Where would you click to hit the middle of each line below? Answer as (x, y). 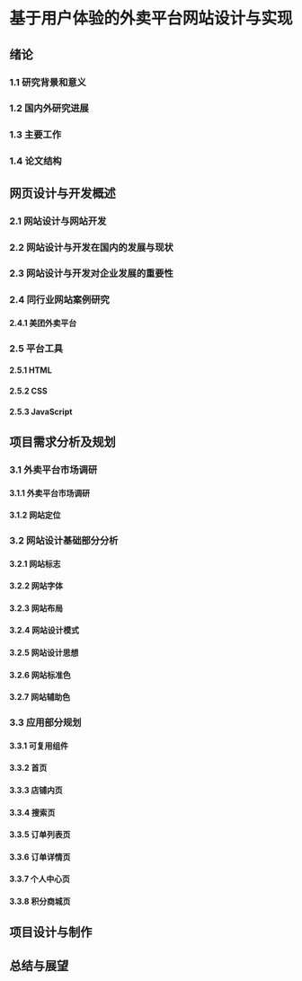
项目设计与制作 (51, 932)
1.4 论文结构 (36, 161)
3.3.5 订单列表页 (40, 835)
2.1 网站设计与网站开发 (58, 221)
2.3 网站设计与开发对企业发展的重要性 (91, 273)
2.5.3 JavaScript (41, 411)
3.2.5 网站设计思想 (44, 653)
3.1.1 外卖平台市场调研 (49, 493)
